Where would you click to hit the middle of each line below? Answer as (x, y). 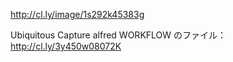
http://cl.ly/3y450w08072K (66, 46)
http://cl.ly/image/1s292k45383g (77, 14)
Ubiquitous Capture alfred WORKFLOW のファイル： (118, 35)
